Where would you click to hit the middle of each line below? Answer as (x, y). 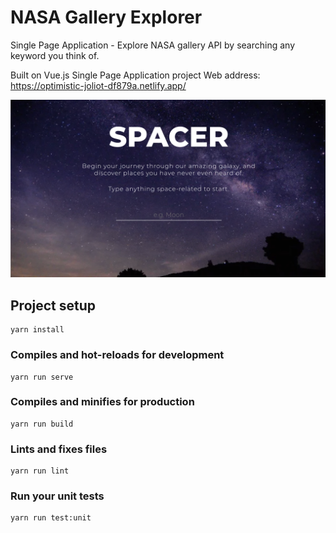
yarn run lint (40, 471)
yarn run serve (42, 377)
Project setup (53, 305)
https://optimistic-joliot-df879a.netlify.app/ (98, 85)
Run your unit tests (57, 496)
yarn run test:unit (51, 518)
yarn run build (42, 424)
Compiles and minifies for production (102, 402)
